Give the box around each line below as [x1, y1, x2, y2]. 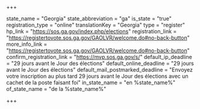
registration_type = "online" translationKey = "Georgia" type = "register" [6, 22, 186, 28]
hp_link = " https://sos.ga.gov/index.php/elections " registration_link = [6, 28, 177, 35]
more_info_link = [6, 40, 48, 48]
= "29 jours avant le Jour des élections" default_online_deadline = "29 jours [6, 60, 194, 67]
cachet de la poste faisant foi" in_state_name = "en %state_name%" [6, 79, 176, 86]
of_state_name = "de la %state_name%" [6, 86, 107, 92]
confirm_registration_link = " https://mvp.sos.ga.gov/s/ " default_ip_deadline [6, 54, 193, 60]
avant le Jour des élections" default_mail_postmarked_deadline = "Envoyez [6, 66, 193, 73]
